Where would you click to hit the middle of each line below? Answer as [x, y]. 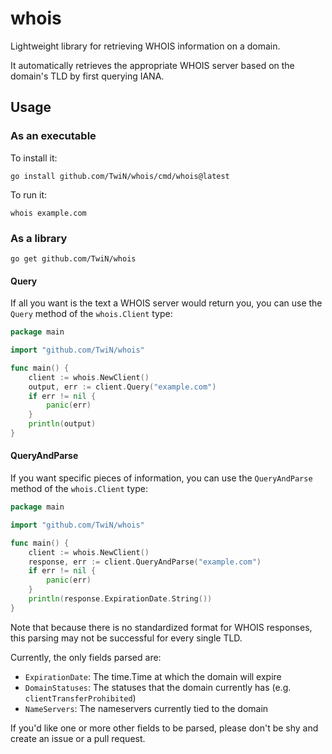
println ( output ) [62, 424]
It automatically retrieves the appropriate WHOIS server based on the [152, 65]
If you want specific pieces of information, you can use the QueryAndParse [161, 478]
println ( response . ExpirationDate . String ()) [120, 599]
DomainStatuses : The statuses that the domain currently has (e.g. [158, 687]
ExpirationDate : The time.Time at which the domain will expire [153, 676]
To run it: [29, 194]
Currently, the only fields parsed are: [86, 657]
